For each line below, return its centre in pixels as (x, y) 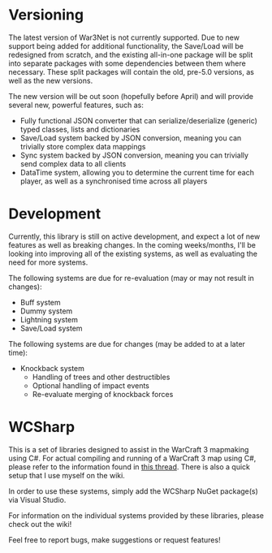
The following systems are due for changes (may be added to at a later (127, 343)
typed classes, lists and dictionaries (80, 129)
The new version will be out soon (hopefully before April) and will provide (131, 96)
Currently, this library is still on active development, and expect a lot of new (134, 236)
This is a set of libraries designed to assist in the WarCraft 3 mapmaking (129, 449)
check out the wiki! (40, 524)
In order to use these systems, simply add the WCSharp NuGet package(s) (133, 491)
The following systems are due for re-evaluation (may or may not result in (131, 278)
